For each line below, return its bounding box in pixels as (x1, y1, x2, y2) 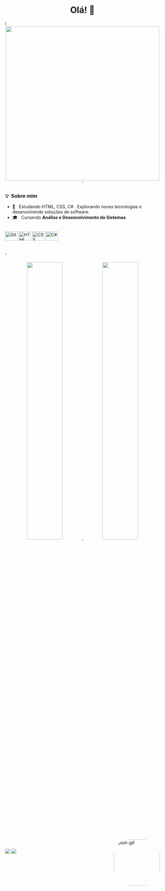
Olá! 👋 (70, 4, 95, 16)
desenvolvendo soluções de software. (12, 209, 90, 215)
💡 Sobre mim (5, 192, 38, 199)
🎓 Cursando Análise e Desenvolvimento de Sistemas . (12, 215, 127, 221)
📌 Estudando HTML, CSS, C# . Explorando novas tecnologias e (12, 204, 142, 210)
